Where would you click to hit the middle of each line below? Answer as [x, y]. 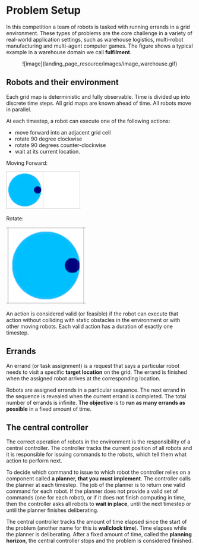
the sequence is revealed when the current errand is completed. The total [96, 396]
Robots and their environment [62, 82]
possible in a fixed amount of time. [49, 409]
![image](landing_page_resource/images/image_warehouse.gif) [100, 64]
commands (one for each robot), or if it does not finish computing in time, [96, 498]
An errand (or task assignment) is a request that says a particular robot [93, 365]
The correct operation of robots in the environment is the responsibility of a [98, 442]
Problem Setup [44, 10]
